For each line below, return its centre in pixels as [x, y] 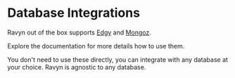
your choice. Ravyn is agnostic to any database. [77, 67]
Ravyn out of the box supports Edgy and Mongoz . [79, 32]
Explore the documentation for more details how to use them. [96, 46]
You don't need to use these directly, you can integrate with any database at [118, 59]
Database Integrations [74, 13]
